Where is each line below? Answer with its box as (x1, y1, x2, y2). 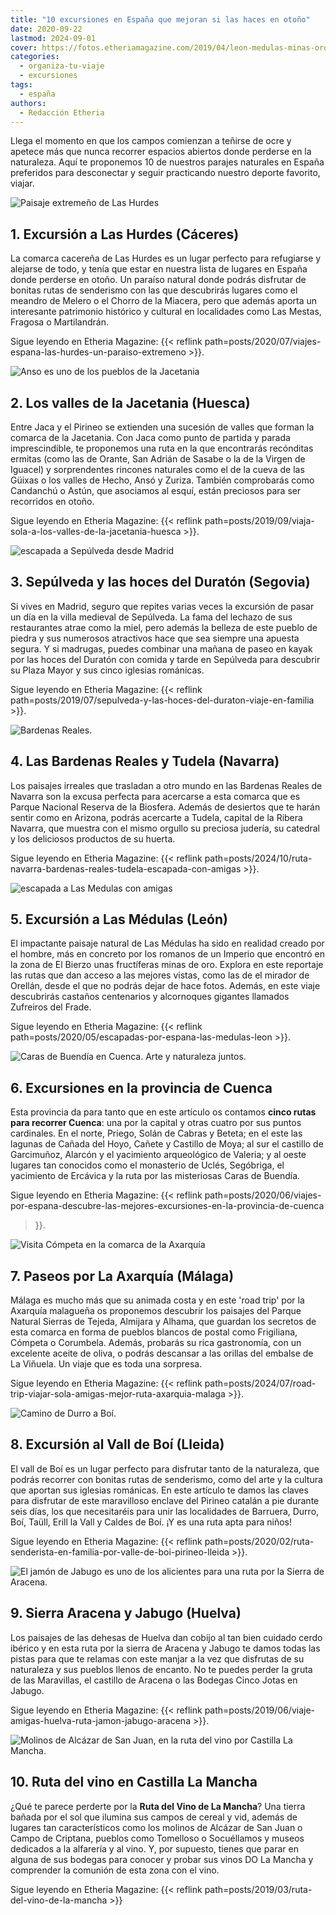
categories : (10, 52, 60, 62)
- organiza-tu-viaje (19, 61, 105, 71)
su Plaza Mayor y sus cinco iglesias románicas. (10, 664, 205, 676)
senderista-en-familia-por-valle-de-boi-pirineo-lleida (10, 1546, 230, 1558)
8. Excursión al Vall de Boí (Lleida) (10, 1436, 225, 1453)
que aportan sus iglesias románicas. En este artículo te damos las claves (10, 1484, 309, 1496)
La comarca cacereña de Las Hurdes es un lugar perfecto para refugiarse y (10, 252, 322, 265)
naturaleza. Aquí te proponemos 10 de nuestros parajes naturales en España (10, 156, 325, 168)
